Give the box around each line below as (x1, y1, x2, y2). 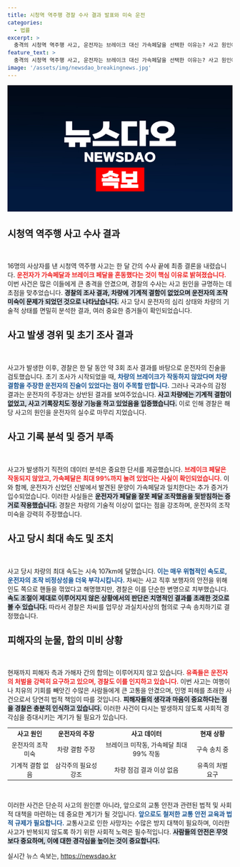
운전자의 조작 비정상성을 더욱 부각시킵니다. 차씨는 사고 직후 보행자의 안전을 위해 (7, 576, 228, 584)
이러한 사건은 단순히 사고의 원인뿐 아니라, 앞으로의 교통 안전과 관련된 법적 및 (7, 801, 219, 810)
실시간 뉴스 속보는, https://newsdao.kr (7, 852, 116, 861)
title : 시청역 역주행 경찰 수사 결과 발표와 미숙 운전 (7, 11, 146, 19)
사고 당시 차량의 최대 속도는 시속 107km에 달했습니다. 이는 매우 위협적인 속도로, (7, 566, 227, 575)
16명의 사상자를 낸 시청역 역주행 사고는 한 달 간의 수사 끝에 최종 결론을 (7, 261, 202, 271)
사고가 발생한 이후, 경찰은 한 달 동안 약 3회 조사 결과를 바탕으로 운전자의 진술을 (7, 363, 226, 371)
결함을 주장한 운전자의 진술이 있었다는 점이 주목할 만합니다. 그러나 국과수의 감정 (7, 381, 227, 389)
